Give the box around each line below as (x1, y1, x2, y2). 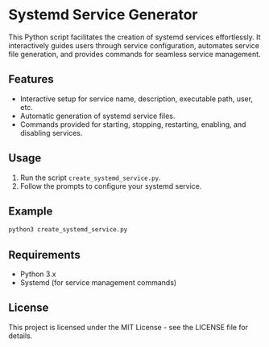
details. (8, 331, 33, 341)
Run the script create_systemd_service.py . (19, 173, 161, 182)
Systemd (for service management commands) (19, 278, 177, 288)
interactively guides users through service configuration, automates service (8, 40, 260, 50)
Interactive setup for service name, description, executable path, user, (19, 94, 254, 104)
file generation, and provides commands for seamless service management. (8, 49, 261, 59)
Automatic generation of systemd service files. (19, 111, 176, 120)
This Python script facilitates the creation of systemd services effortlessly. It (8, 32, 261, 42)
